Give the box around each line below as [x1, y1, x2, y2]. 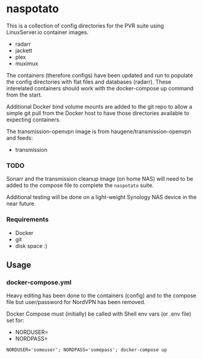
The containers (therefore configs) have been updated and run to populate [6, 71, 193, 79]
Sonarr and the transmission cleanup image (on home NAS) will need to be [6, 175, 193, 183]
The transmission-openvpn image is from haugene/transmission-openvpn [6, 128, 191, 135]
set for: [6, 317, 24, 324]
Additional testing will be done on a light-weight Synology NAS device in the [6, 194, 197, 201]
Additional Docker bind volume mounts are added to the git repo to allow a [6, 103, 193, 110]
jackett [15, 46, 32, 54]
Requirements [6, 216, 49, 224]
